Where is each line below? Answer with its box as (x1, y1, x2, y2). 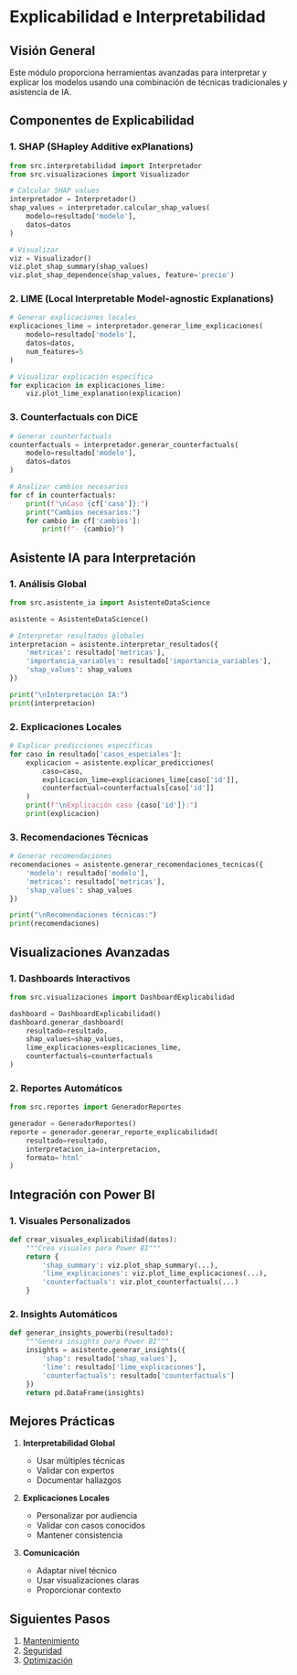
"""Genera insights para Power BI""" (26, 1337, 170, 1347)
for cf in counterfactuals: (9, 490, 117, 499)
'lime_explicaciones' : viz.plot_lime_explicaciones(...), (42, 1269, 268, 1278)
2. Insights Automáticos (9, 1308, 118, 1321)
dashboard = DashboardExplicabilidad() (9, 1009, 162, 1018)
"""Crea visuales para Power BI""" (26, 1243, 162, 1252)
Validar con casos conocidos (36, 1520, 146, 1531)
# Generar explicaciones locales (9, 313, 137, 322)
